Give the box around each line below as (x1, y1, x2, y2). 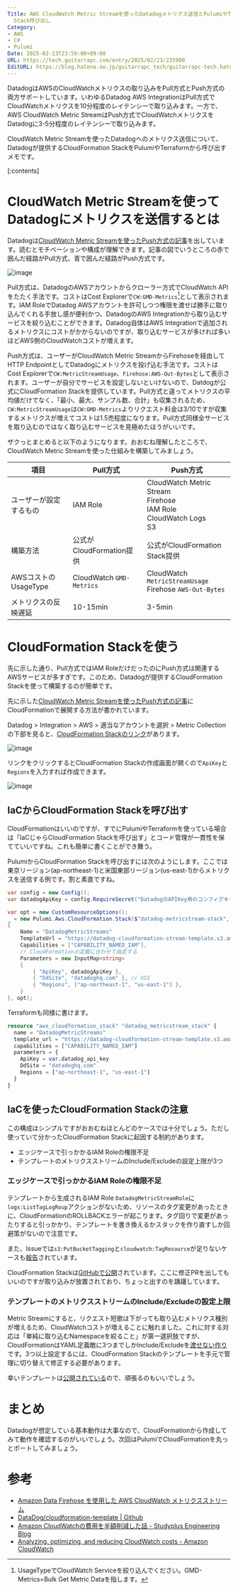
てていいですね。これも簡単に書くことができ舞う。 (7, 842, 156, 850)
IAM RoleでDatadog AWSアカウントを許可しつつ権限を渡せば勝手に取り (18, 301, 229, 309)
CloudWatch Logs (146, 513, 207, 523)
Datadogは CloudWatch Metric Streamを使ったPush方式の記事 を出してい (7, 236, 219, 245)
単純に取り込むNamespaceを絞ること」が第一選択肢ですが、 (25, 1332, 204, 1340)
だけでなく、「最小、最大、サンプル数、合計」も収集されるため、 (19, 396, 209, 405)
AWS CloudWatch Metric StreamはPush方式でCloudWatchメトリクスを (7, 110, 215, 119)
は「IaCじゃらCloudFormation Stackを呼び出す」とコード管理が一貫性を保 (7, 833, 225, 841)
